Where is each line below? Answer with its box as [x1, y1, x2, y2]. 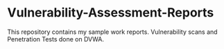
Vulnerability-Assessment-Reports [7, 5, 214, 21]
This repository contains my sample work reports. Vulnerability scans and [7, 28, 218, 36]
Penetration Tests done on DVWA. [7, 35, 104, 43]
